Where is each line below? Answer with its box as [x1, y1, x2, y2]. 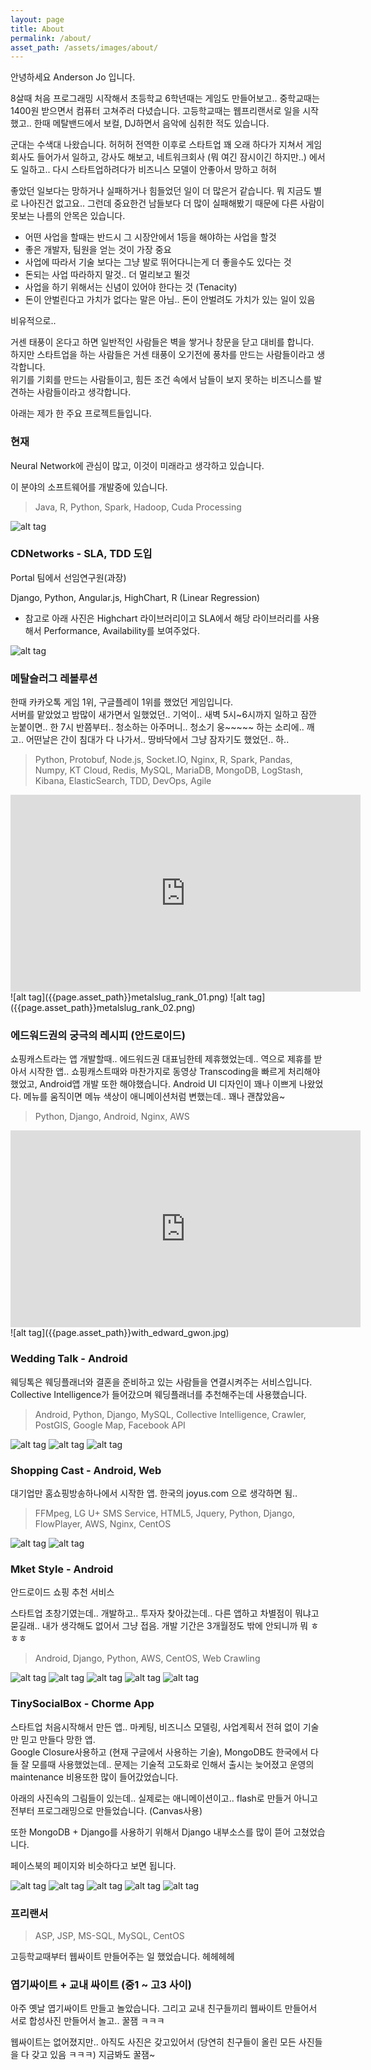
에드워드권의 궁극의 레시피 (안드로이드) [10, 1029, 186, 1043]
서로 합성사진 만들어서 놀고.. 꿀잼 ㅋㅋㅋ [10, 2015, 165, 2027]
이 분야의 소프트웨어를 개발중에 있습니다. [10, 481, 168, 493]
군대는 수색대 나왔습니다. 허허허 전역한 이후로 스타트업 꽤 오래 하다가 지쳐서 [10, 139, 304, 151]
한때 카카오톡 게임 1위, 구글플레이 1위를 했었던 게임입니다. [10, 696, 234, 708]
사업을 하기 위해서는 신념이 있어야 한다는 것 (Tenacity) [24, 281, 238, 293]
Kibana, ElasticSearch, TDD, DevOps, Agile [34, 775, 212, 787]
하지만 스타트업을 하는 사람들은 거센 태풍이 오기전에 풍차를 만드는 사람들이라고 [10, 349, 315, 361]
